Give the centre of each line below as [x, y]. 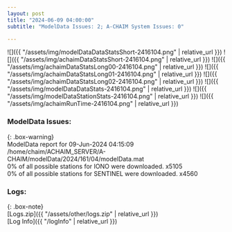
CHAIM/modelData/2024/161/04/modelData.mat [75, 159]
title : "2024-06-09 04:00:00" [51, 20]
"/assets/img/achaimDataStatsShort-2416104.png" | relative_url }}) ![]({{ [123, 60]
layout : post [26, 14]
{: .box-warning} [30, 136]
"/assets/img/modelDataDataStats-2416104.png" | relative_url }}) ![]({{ [107, 89]
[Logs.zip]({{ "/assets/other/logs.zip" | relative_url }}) [83, 214]
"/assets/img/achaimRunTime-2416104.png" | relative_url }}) [93, 104]
